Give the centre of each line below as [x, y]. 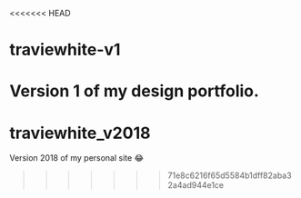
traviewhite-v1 [65, 50]
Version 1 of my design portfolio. [134, 91]
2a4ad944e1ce [196, 185]
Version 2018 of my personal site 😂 [76, 158]
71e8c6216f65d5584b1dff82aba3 [230, 175]
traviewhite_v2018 [80, 133]
